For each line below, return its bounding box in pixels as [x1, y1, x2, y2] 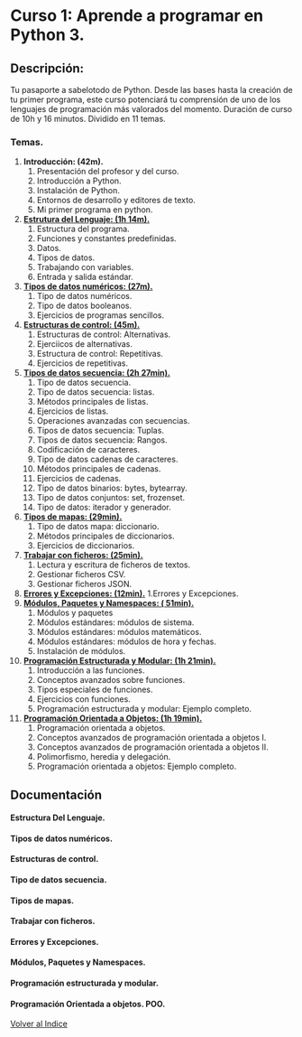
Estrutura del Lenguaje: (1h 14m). [23, 214, 151, 225]
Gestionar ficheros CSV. [36, 569, 126, 580]
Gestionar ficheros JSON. [36, 579, 133, 590]
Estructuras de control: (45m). [23, 320, 141, 331]
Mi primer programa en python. [36, 204, 153, 215]
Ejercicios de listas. [36, 406, 109, 416]
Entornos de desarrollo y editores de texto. [36, 195, 197, 206]
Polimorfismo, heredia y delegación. [36, 752, 171, 762]
